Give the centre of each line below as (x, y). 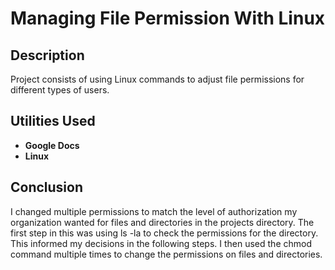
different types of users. (60, 90)
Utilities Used (53, 121)
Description (47, 55)
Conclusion (47, 187)
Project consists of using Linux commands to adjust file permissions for (157, 79)
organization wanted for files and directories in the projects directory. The (162, 222)
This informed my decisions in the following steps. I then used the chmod (161, 243)
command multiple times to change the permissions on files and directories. (166, 254)
